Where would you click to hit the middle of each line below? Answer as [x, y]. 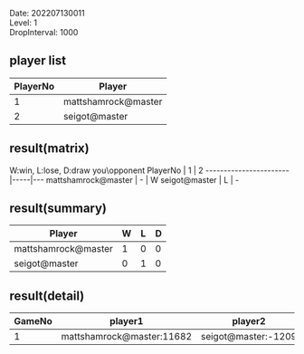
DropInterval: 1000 [44, 32]
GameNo [33, 321]
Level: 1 [24, 23]
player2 [249, 321]
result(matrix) [49, 148]
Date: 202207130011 [47, 13]
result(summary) [58, 209]
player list [38, 61]
